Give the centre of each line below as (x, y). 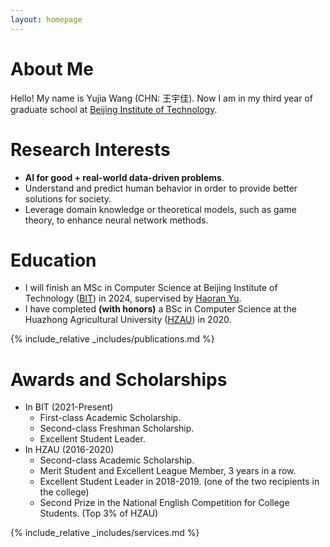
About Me (52, 68)
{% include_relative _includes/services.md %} (105, 533)
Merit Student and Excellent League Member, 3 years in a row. (168, 471)
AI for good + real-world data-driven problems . (124, 177)
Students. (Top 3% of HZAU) (99, 513)
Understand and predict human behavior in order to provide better (161, 188)
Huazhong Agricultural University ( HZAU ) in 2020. (128, 320)
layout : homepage (46, 19)
